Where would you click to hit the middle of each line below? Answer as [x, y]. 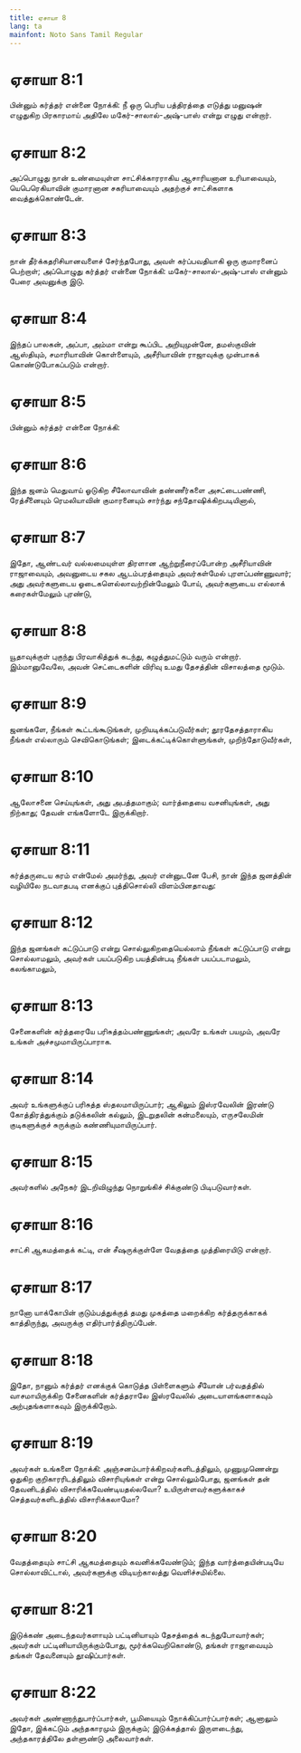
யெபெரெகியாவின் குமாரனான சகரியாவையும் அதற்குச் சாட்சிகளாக [121, 188]
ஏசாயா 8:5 [48, 401]
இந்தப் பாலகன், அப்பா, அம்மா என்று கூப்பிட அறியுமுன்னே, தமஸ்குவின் [132, 344]
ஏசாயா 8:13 [52, 1005]
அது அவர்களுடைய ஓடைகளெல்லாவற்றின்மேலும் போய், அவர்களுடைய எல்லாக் [147, 583]
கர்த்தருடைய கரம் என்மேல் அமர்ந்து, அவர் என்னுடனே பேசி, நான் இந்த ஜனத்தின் [150, 875]
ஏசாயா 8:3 [48, 235]
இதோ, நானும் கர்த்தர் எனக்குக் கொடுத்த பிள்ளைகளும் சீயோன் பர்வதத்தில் [137, 1386]
